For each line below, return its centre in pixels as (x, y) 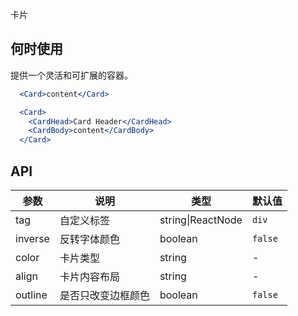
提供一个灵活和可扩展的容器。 (71, 75)
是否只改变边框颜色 (104, 295)
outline (31, 295)
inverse (32, 238)
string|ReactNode (201, 220)
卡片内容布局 (89, 276)
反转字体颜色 (89, 239)
